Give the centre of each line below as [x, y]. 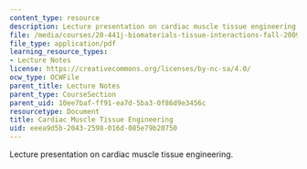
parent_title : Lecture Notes [65, 86]
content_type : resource [55, 18]
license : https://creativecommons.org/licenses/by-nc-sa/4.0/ [130, 69]
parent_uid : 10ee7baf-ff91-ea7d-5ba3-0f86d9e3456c [108, 103]
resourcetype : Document [55, 111]
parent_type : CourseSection [63, 94]
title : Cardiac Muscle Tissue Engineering [91, 120]
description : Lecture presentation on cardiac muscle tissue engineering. [155, 26]
